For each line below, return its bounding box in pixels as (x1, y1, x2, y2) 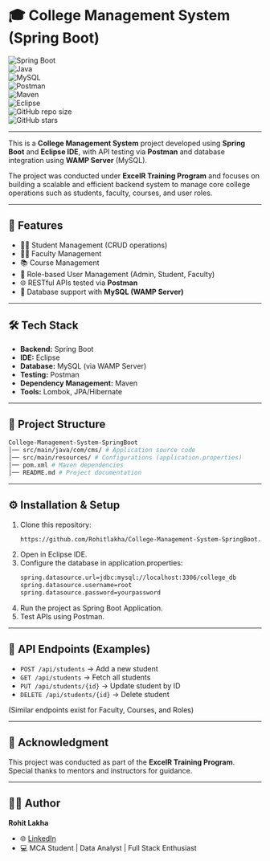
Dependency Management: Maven (19, 378, 138, 388)
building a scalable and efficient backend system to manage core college (8, 179, 251, 189)
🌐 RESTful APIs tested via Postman (19, 278, 138, 288)
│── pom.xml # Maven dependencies (8, 461, 125, 469)
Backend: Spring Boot (19, 344, 94, 353)
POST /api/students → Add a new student (19, 663, 158, 673)
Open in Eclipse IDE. (19, 549, 88, 559)
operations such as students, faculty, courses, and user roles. (8, 188, 213, 198)
